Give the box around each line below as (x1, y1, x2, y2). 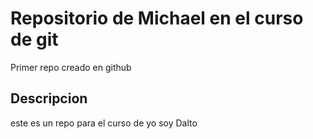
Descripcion (10, 90, 88, 107)
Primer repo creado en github (10, 61, 132, 73)
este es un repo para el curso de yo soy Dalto (10, 117, 198, 129)
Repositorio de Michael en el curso (10, 7, 304, 30)
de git (10, 28, 59, 51)
